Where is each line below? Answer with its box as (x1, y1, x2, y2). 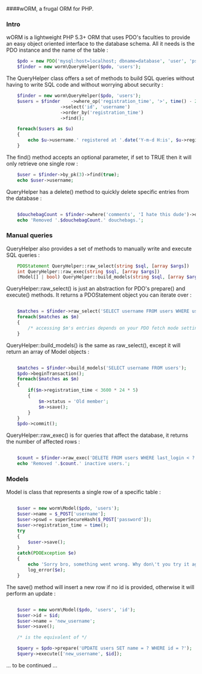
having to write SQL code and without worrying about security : (6, 81, 164, 88)
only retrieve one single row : (6, 159, 78, 167)
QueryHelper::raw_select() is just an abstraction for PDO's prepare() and (6, 285, 185, 292)
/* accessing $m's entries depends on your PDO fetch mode (28, 325, 179, 331)
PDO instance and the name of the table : (6, 46, 108, 54)
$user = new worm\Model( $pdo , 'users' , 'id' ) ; (17, 607, 136, 613)
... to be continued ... (6, 661, 58, 669)
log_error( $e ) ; (28, 567, 66, 574)
